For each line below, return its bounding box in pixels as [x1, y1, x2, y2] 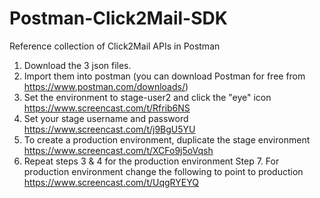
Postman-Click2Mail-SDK [9, 7, 228, 30]
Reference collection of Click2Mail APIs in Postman [9, 40, 221, 52]
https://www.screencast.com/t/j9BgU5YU [23, 123, 196, 135]
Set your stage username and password [23, 112, 189, 124]
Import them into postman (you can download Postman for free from [23, 70, 306, 82]
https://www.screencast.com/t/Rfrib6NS [23, 102, 191, 114]
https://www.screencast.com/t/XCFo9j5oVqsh [23, 144, 214, 156]
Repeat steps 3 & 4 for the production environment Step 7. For [23, 155, 280, 167]
